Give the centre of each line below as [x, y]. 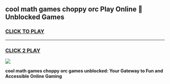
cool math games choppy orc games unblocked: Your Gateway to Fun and [84, 70]
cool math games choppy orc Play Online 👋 [74, 9]
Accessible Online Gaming [34, 76]
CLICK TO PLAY [25, 32]
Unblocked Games [35, 17]
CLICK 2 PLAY [23, 50]
